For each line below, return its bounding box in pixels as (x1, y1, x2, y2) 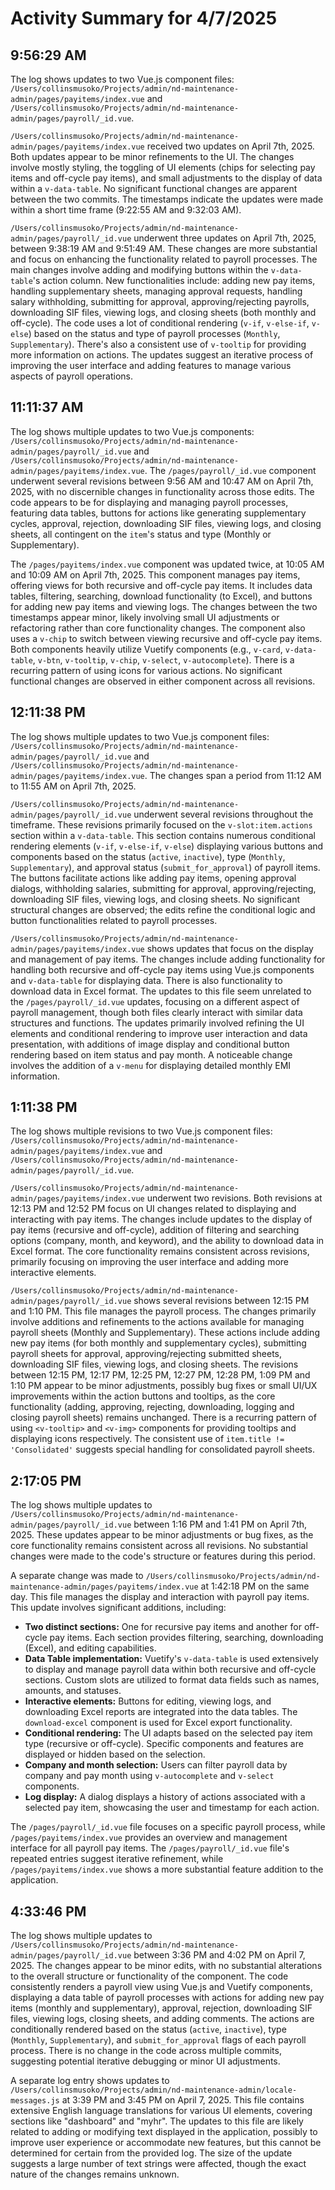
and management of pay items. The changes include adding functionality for (10, 953, 326, 965)
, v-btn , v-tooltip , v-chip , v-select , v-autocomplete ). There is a (32, 653, 295, 666)
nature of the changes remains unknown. (10, 2168, 180, 2181)
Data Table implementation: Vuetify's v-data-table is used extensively (24, 1653, 319, 1665)
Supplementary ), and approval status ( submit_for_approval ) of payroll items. (10, 861, 321, 873)
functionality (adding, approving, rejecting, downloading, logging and (10, 1401, 295, 1413)
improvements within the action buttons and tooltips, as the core (10, 1390, 276, 1402)
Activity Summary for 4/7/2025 (10, 7, 278, 30)
